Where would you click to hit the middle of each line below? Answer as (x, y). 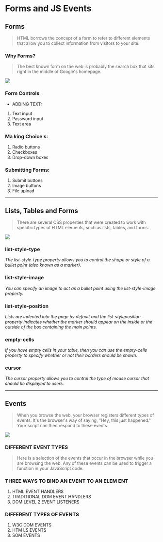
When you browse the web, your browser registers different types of (85, 415)
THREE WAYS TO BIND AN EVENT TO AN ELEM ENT (67, 481)
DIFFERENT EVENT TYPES (37, 447)
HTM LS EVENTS (29, 530)
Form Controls (22, 93)
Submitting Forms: (27, 170)
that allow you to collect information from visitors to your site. (78, 43)
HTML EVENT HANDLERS (38, 491)
